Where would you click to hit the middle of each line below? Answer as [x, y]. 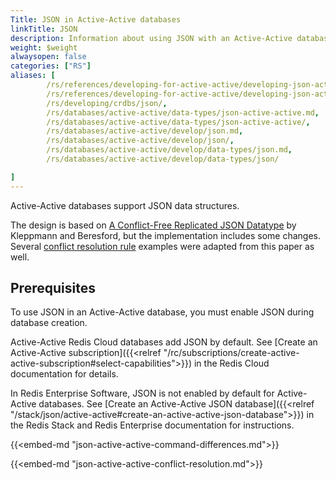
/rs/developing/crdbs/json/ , [107, 103]
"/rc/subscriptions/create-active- [231, 353]
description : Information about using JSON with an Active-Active [151, 38]
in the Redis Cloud [231, 363]
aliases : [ [33, 76]
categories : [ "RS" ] [51, 66]
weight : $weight [44, 47]
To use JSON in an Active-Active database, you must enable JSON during [162, 312]
